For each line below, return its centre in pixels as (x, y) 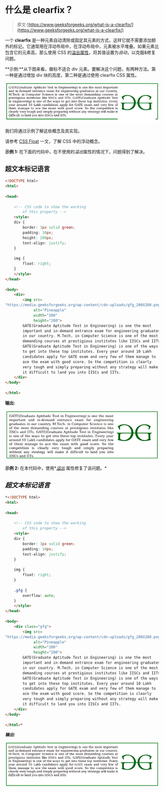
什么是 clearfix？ (39, 10)
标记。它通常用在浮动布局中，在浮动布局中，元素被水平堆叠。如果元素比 (86, 46)
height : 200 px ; (38, 238)
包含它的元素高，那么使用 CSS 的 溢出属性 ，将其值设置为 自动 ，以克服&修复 (81, 52)
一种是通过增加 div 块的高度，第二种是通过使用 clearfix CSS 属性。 (72, 75)
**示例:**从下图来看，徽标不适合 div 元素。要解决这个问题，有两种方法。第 (81, 69)
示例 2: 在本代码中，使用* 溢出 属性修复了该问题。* (56, 468)
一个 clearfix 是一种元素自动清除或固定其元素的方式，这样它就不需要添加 (79, 40)
